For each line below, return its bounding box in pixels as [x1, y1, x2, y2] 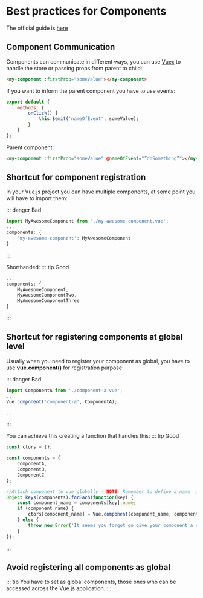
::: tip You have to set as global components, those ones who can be [6, 578, 176, 586]
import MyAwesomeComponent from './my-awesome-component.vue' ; [6, 218, 169, 224]
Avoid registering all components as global [6, 562, 171, 573]
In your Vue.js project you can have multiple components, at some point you [6, 188, 196, 195]
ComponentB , [17, 466, 47, 472]
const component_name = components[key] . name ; [17, 500, 137, 506]
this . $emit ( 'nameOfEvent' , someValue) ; [38, 116, 139, 122]
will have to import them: [6, 195, 68, 202]
